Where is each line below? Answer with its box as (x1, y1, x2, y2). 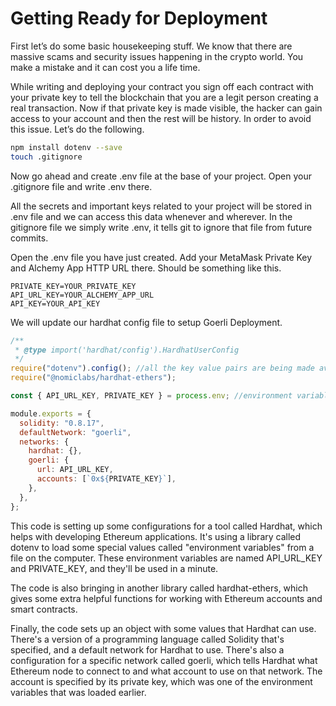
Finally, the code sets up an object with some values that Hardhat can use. (10, 622, 317, 634)
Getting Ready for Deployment (10, 7, 268, 30)
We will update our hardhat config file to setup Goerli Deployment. (10, 316, 283, 328)
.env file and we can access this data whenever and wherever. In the (10, 210, 293, 222)
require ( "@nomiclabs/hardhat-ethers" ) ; (10, 373, 177, 383)
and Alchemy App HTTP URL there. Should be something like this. (10, 262, 282, 274)
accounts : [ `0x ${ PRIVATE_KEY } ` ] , (36, 474, 177, 484)
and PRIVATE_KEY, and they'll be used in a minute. (10, 562, 219, 574)
